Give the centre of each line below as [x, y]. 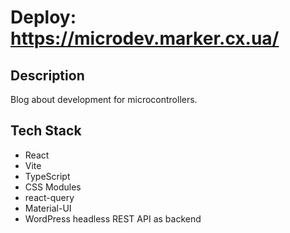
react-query [49, 197]
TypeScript [47, 176]
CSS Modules [53, 187]
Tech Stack [46, 131]
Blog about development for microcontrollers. [104, 99]
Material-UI [48, 208]
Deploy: [43, 17]
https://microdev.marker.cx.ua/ [145, 38]
